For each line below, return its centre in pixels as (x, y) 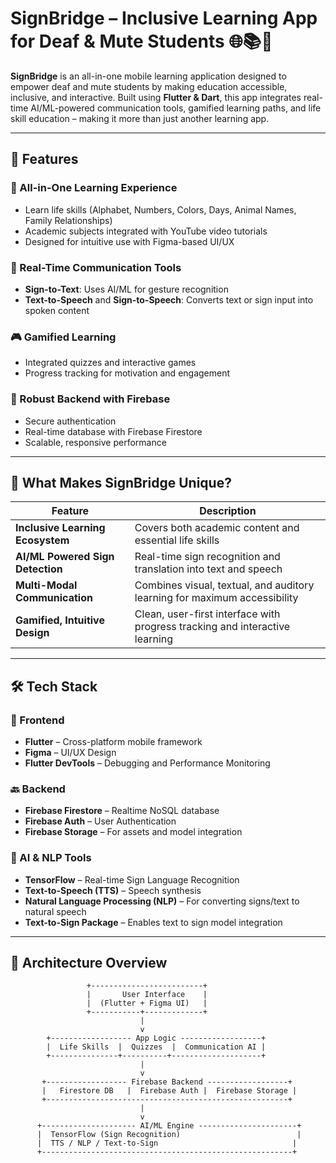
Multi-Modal (46, 585)
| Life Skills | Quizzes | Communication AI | (156, 1047)
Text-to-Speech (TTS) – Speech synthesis (113, 890)
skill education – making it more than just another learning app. (140, 118)
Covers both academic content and (217, 528)
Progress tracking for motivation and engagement (127, 373)
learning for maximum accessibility (216, 598)
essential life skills (177, 540)
